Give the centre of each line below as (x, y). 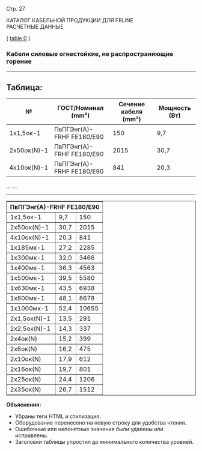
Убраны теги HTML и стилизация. (58, 416)
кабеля (132, 112)
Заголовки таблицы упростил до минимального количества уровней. (104, 442)
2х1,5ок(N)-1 (30, 319)
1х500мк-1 (27, 278)
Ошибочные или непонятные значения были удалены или (89, 429)
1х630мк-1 (27, 288)
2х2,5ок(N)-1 (30, 328)
